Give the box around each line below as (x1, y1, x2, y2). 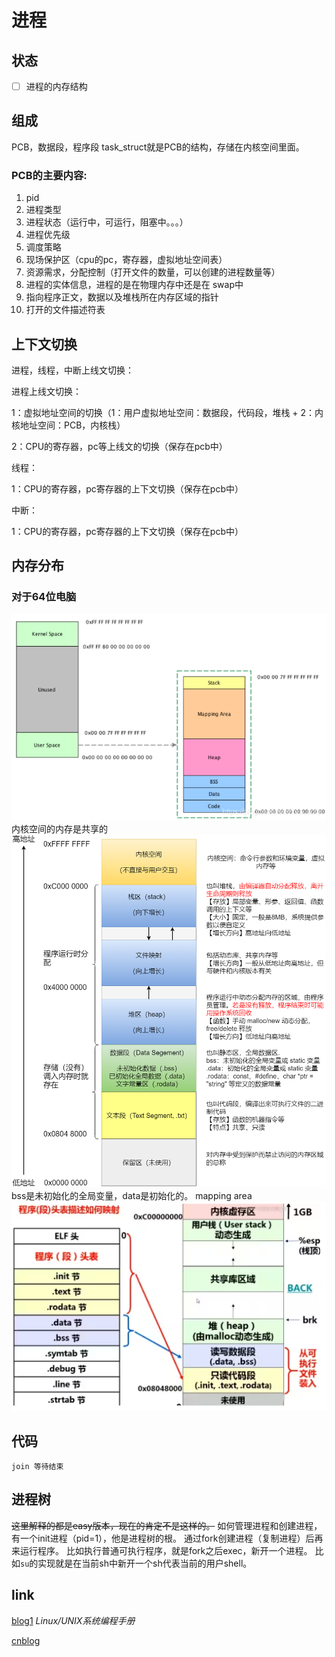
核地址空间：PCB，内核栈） (11, 419, 126, 431)
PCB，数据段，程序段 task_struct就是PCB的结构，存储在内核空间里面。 (11, 141, 305, 153)
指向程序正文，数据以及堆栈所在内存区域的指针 (25, 291, 219, 303)
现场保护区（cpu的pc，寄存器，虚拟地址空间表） (25, 254, 228, 266)
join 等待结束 (11, 1461, 64, 1471)
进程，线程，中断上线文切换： (11, 364, 134, 376)
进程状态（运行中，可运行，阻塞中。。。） (25, 216, 189, 228)
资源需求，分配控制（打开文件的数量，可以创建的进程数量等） (25, 266, 281, 278)
